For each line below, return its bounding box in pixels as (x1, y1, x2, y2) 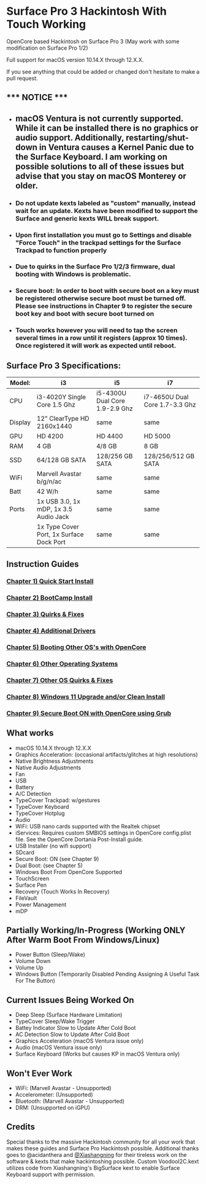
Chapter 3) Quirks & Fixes (6, 610, 85, 618)
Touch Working (6, 17, 86, 31)
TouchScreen (15, 874, 50, 882)
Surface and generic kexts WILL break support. (15, 214, 159, 222)
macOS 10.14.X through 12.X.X (15, 744, 92, 752)
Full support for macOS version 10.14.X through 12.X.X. (6, 56, 144, 63)
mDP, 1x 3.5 (36, 505, 73, 513)
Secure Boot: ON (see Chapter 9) (15, 855, 99, 862)
